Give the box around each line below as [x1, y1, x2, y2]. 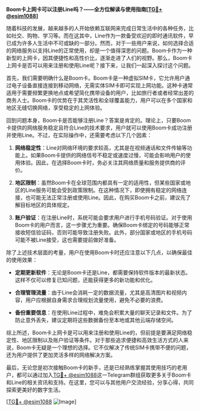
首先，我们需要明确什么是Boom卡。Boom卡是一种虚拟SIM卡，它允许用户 [6, 74, 185, 81]
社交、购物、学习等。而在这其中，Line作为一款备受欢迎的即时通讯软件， [11, 32, 189, 39]
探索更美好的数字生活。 [6, 386, 64, 393]
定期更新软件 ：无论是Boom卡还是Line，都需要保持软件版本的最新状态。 [14, 269, 191, 276]
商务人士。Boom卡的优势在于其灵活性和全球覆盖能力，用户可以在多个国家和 [6, 97, 193, 103]
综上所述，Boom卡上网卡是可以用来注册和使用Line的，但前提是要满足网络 [6, 329, 187, 336]
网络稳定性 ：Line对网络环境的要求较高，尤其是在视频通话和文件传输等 [14, 144, 187, 151]
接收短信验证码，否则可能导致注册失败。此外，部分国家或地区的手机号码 [14, 229, 192, 236]
